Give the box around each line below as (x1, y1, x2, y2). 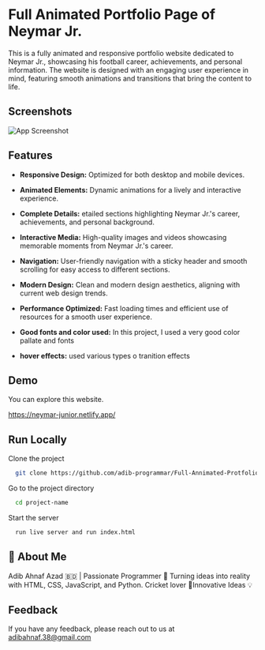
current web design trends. (19, 288, 108, 298)
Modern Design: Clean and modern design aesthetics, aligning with (19, 280, 241, 289)
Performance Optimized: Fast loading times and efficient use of (19, 303, 229, 313)
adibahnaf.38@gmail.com (8, 633, 91, 642)
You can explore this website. (8, 395, 104, 404)
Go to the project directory (8, 483, 95, 493)
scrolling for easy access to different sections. (19, 265, 170, 274)
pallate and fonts (19, 336, 75, 345)
